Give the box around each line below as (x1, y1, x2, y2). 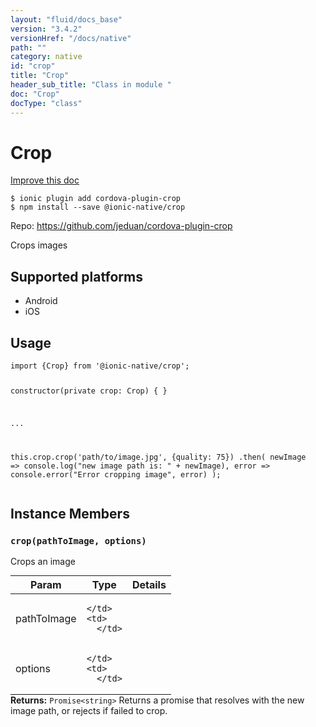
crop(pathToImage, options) (10, 535, 147, 546)
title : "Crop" (10, 71, 70, 81)
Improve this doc (10, 174, 80, 186)
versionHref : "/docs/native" (10, 33, 132, 43)
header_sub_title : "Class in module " (10, 80, 172, 90)
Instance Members (10, 506, 130, 523)
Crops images (10, 239, 68, 251)
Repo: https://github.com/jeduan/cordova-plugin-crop (10, 220, 233, 232)
